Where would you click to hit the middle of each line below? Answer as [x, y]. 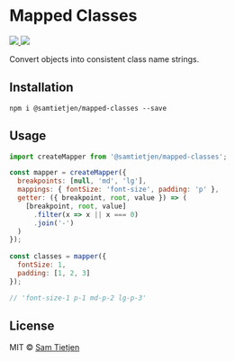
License [32, 325]
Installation [41, 88]
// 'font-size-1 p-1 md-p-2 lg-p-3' [78, 298]
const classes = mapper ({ [58, 257]
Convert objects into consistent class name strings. [104, 59]
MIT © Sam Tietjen [45, 347]
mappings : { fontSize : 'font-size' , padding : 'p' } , [118, 190]
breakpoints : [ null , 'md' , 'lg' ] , [82, 181]
